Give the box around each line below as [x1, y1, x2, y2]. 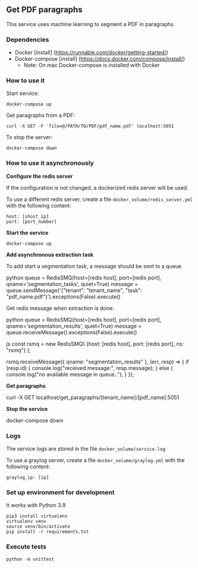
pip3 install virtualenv [6, 513, 68, 519]
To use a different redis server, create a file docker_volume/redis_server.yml [6, 196, 193, 203]
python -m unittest [6, 556, 55, 562]
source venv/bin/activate [6, 523, 70, 530]
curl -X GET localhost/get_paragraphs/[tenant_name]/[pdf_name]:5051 [6, 394, 180, 401]
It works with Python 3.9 [6, 502, 66, 509]
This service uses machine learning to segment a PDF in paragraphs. [6, 20, 175, 27]
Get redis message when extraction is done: [6, 305, 114, 312]
